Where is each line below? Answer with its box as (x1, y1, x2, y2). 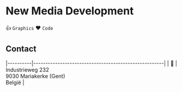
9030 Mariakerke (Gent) (5, 72, 65, 79)
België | (5, 79, 25, 86)
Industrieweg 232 (5, 66, 49, 73)
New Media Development (5, 4, 134, 18)
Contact (5, 44, 37, 54)
